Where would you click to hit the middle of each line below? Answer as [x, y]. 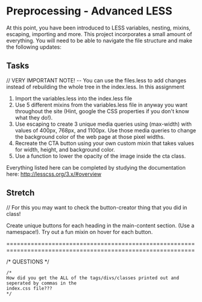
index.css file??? [29, 288]
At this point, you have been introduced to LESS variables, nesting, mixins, [99, 28]
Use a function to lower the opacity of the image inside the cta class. [100, 156]
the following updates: [34, 47]
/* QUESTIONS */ [28, 261]
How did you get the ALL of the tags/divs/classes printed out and [93, 278]
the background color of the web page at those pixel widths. [90, 137]
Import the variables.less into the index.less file [74, 98]
